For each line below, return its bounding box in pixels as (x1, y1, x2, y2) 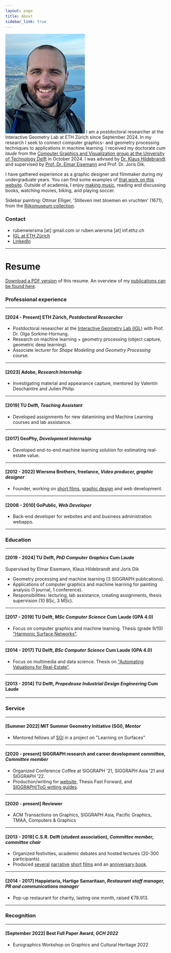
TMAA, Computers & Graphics (12, 817, 76, 823)
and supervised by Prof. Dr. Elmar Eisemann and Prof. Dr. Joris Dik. (5, 161, 146, 168)
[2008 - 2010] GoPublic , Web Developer (5, 502, 92, 508)
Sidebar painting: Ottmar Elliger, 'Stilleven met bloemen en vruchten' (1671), (5, 197, 164, 204)
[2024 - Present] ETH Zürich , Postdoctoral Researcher (5, 314, 123, 320)
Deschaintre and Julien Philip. (12, 386, 75, 392)
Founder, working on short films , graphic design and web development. (12, 485, 163, 491)
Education (5, 536, 32, 543)
